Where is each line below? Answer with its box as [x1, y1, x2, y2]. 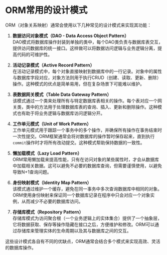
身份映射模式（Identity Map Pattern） [12, 179, 92, 185]
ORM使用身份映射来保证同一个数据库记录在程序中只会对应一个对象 [12, 192, 150, 198]
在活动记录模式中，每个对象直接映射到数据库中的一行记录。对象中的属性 [12, 68, 162, 74]
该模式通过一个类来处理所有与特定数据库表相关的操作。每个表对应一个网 [12, 97, 162, 103]
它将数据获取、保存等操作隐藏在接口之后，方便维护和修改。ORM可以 [12, 221, 155, 227]
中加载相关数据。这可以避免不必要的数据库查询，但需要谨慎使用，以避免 [12, 162, 162, 168]
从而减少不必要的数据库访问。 [21, 198, 83, 204]
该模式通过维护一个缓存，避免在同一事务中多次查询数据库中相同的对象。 [12, 185, 162, 191]
